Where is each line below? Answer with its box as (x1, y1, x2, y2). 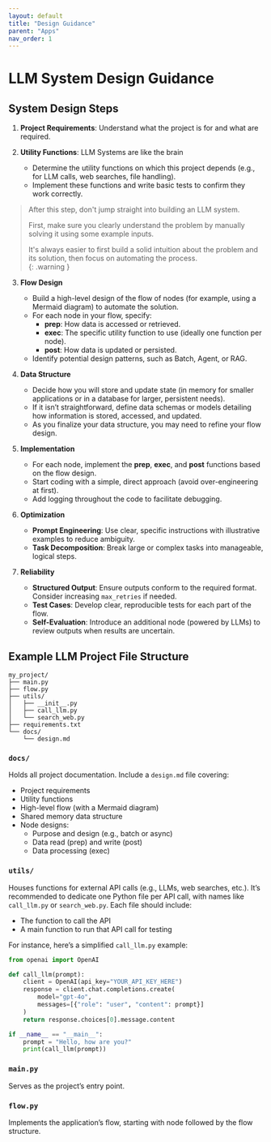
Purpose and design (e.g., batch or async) (32, 829, 173, 839)
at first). (32, 486, 59, 496)
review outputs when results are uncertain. (32, 626, 176, 636)
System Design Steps (8, 101, 119, 115)
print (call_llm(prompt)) (23, 1045, 107, 1054)
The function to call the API (19, 916, 112, 925)
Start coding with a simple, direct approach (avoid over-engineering (32, 477, 259, 487)
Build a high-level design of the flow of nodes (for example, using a (32, 294, 256, 303)
